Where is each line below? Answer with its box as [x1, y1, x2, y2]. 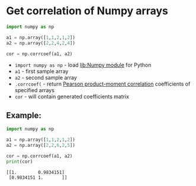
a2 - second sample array [14, 74, 77, 81]
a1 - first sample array [14, 68, 69, 75]
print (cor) [6, 159, 33, 165]
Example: [6, 110, 41, 120]
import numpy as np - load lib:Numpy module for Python [14, 61, 152, 69]
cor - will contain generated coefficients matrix [14, 93, 129, 100]
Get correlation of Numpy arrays [6, 4, 169, 18]
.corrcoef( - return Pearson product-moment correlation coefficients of [14, 80, 191, 87]
